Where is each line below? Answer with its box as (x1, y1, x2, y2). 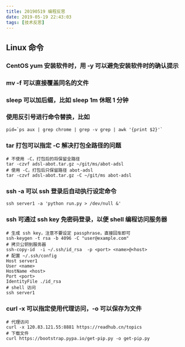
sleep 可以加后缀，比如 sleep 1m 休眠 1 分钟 (6, 96, 129, 104)
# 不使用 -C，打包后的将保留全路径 (6, 156, 81, 162)
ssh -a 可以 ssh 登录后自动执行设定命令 (6, 187, 117, 195)
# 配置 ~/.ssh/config (6, 253, 57, 259)
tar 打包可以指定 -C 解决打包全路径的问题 (6, 141, 121, 149)
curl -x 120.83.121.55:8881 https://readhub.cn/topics (6, 324, 142, 331)
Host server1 (6, 258, 38, 264)
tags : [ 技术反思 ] (6, 19, 45, 25)
